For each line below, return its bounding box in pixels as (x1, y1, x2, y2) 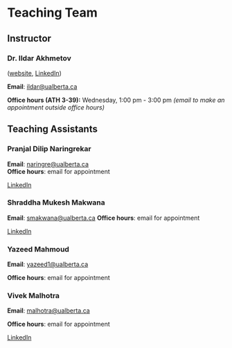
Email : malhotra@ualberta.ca (7, 306, 90, 315)
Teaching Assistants (7, 123, 98, 135)
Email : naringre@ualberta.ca (7, 159, 89, 168)
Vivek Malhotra (7, 291, 60, 301)
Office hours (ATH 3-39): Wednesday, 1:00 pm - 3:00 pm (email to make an (7, 96, 225, 104)
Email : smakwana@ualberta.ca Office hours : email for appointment (7, 214, 200, 222)
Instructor (7, 33, 52, 44)
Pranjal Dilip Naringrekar (7, 144, 91, 154)
